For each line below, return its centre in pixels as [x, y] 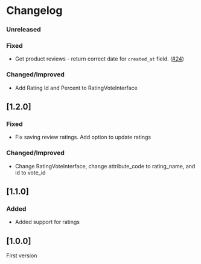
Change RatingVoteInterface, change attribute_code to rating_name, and [105, 166]
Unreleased [24, 30]
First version [22, 256]
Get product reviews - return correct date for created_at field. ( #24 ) [99, 59]
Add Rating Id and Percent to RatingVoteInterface [76, 88]
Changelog [34, 11]
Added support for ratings [47, 222]
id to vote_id [30, 173]
